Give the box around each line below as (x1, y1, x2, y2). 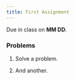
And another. (15, 67, 48, 74)
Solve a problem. (15, 55, 58, 62)
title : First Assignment (6, 9, 70, 15)
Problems (6, 41, 35, 50)
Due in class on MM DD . (6, 26, 67, 33)
